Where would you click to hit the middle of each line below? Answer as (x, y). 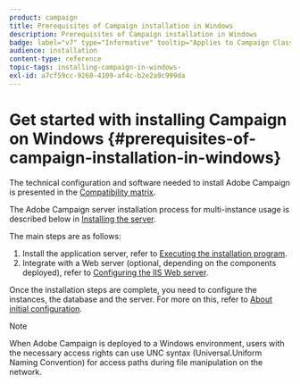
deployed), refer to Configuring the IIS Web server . (115, 272)
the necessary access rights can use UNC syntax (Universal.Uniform (136, 353)
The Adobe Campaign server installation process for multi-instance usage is (150, 209)
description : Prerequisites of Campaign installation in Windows (133, 34)
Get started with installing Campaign (148, 119)
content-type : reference (55, 59)
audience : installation (54, 51)
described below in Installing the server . (83, 219)
